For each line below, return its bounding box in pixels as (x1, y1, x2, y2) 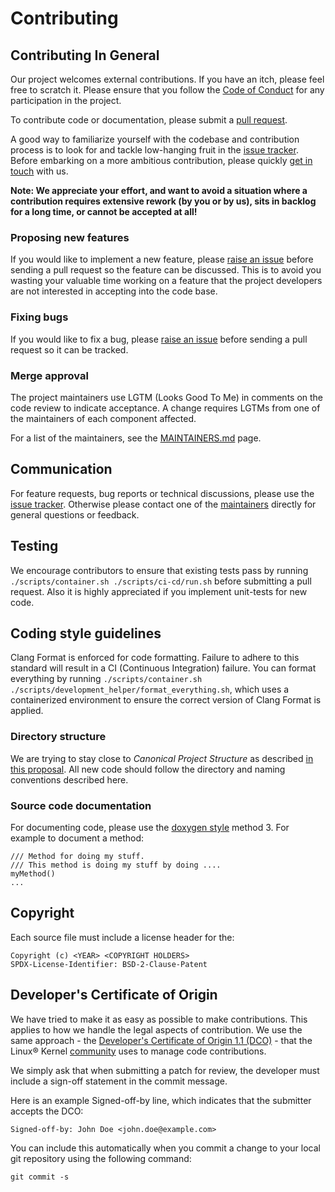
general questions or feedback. (10, 508, 140, 521)
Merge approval (10, 368, 89, 382)
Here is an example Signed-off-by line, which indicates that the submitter (10, 1094, 312, 1106)
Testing (10, 538, 59, 555)
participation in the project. (10, 95, 122, 106)
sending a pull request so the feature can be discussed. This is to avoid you (10, 264, 322, 276)
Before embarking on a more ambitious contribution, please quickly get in (10, 155, 313, 166)
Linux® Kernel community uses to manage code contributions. (10, 1045, 267, 1057)
